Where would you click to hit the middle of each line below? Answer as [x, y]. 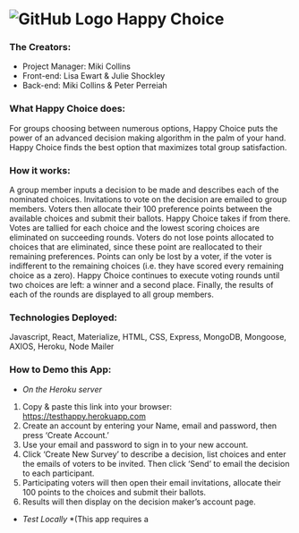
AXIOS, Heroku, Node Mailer [62, 347]
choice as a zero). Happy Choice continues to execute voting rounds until [145, 275]
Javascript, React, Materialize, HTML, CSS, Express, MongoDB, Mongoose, [148, 337]
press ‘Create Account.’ [65, 435]
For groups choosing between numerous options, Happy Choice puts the [144, 128]
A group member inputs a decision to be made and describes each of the [144, 190]
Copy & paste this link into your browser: [97, 406]
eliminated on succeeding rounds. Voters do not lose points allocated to [142, 238]
